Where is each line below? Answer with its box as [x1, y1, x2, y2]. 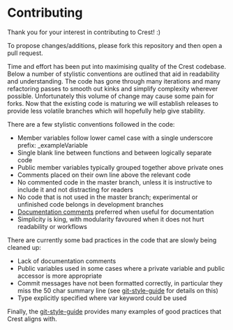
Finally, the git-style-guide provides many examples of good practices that [7, 307, 222, 315]
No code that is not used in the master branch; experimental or [17, 193, 198, 201]
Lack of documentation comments [17, 256, 116, 265]
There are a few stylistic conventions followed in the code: [7, 120, 175, 128]
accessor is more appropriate [17, 272, 103, 280]
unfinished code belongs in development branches [17, 200, 164, 208]
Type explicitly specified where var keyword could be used [17, 294, 187, 302]
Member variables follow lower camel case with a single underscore [17, 134, 213, 142]
